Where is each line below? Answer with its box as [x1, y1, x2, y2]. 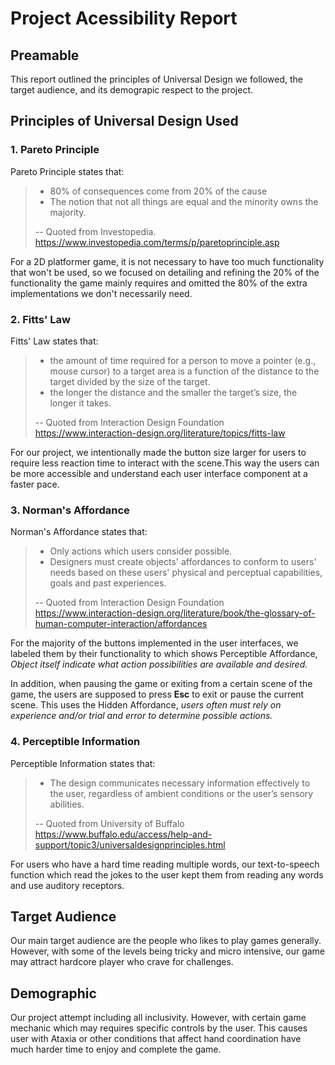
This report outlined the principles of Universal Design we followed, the [10, 73, 303, 85]
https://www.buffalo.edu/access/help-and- [34, 828, 213, 840]
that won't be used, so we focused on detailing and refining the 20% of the [10, 266, 320, 278]
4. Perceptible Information [10, 735, 141, 749]
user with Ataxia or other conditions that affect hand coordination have [10, 1033, 302, 1045]
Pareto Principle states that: [10, 165, 125, 177]
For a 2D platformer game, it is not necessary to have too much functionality [10, 255, 325, 267]
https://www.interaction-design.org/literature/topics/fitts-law [34, 427, 286, 439]
